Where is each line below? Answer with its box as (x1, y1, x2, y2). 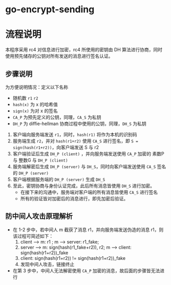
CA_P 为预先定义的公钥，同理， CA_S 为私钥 (12, 114, 101, 120)
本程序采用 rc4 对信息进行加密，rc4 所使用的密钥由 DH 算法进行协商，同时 (5, 47, 163, 53)
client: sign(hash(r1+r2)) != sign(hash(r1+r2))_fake (20, 255, 126, 261)
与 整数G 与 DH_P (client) (12, 157, 68, 163)
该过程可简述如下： (12, 233, 54, 239)
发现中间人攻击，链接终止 (20, 261, 75, 267)
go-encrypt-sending (5, 4, 95, 15)
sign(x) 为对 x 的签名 (12, 108, 58, 114)
